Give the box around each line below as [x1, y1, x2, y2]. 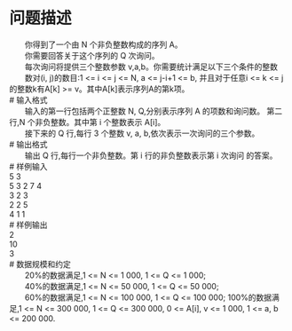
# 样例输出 [9, 219, 48, 230]
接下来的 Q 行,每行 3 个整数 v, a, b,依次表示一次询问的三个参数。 [24, 128, 260, 138]
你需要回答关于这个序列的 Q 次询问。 [24, 50, 160, 60]
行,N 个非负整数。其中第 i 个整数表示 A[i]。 [9, 116, 166, 127]
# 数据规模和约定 [9, 258, 71, 269]
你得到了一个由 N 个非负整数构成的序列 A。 [24, 39, 184, 50]
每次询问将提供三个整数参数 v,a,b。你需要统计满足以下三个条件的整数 [24, 61, 278, 72]
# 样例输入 [9, 161, 48, 171]
